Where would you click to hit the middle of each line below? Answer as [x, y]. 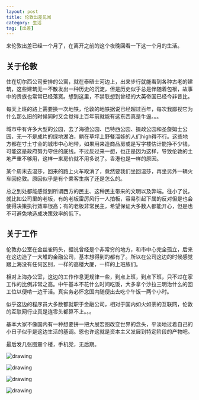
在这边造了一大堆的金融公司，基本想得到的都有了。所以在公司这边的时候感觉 [99, 257]
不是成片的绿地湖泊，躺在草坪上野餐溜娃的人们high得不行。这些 [105, 136]
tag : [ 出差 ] [20, 28]
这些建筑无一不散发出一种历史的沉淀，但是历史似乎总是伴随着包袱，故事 [105, 89]
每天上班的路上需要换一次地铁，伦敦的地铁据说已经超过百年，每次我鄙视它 [97, 109]
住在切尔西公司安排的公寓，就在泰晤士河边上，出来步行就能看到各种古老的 [97, 82]
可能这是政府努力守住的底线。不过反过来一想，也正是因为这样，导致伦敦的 [97, 151]
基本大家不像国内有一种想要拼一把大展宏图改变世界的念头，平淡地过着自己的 [99, 324]
